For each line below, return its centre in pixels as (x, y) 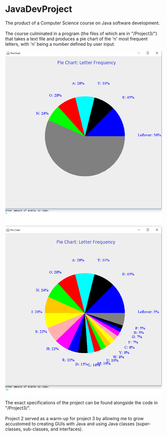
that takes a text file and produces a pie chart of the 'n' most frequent (77, 39)
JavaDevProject (39, 9)
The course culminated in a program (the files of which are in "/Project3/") (81, 33)
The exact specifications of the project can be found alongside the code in (82, 403)
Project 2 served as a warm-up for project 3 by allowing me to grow (75, 419)
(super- (143, 424)
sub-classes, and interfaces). (53, 429)
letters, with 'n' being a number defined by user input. (60, 44)
